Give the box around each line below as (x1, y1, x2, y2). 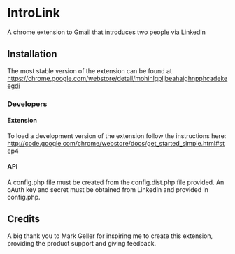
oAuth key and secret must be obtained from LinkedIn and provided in (7, 186, 208, 194)
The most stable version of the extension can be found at (7, 66, 173, 75)
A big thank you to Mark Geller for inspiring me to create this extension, (7, 232, 213, 240)
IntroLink (7, 5, 61, 21)
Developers (7, 99, 48, 109)
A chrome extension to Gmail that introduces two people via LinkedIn (7, 28, 206, 36)
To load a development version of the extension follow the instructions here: (7, 131, 227, 140)
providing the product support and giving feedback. (7, 239, 156, 247)
